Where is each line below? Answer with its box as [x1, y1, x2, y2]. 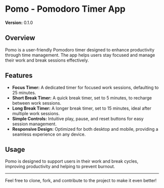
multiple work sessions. [12, 110, 60, 116]
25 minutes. [12, 90, 36, 95]
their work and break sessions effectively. [5, 57, 89, 63]
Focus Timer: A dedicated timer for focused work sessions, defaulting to [12, 84, 159, 90]
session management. [12, 121, 57, 127]
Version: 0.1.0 [5, 20, 33, 25]
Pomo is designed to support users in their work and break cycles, [5, 158, 139, 164]
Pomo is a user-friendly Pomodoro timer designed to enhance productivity [5, 47, 155, 52]
